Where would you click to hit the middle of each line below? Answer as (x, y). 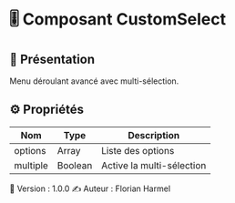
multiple (31, 165)
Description (153, 135)
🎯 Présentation (52, 59)
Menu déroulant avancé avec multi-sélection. (94, 81)
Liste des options (138, 150)
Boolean (75, 165)
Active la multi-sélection (154, 165)
